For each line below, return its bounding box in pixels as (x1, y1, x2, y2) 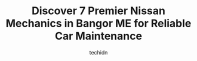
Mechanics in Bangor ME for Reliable (5, 17, 192, 30)
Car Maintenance (54, 30, 143, 43)
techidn (89, 49, 108, 56)
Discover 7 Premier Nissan (32, 4, 165, 18)
